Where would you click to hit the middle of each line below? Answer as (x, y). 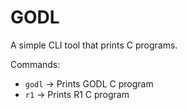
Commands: (35, 64)
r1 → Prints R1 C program (77, 94)
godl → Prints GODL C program (89, 83)
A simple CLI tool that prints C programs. (94, 45)
